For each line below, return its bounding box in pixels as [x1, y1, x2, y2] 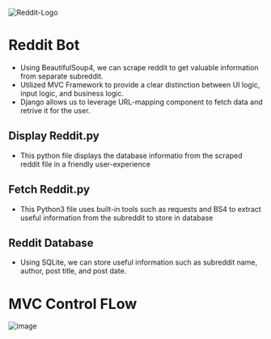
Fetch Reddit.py [8, 183, 91, 197]
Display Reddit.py [8, 129, 100, 143]
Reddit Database [8, 235, 95, 250]
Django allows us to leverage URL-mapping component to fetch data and [19, 97, 263, 107]
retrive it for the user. [19, 105, 91, 115]
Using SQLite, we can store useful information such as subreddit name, [19, 257, 258, 267]
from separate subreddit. [19, 71, 104, 81]
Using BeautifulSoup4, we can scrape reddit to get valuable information [19, 62, 259, 72]
